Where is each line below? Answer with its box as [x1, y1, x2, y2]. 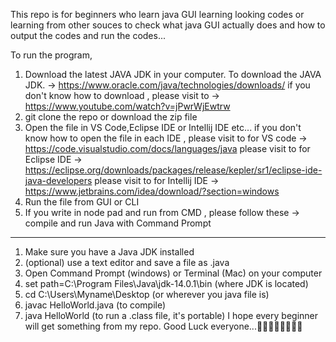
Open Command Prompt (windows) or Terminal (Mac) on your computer [24, 267, 323, 279]
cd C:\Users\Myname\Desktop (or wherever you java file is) [24, 289, 270, 300]
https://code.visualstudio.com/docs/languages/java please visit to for [24, 143, 311, 154]
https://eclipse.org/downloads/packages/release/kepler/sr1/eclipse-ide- [24, 164, 323, 176]
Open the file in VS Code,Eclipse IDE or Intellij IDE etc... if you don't [24, 122, 302, 133]
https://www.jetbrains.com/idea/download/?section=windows [24, 185, 280, 197]
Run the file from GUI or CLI [24, 196, 140, 208]
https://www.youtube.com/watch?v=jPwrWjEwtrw [24, 100, 231, 112]
